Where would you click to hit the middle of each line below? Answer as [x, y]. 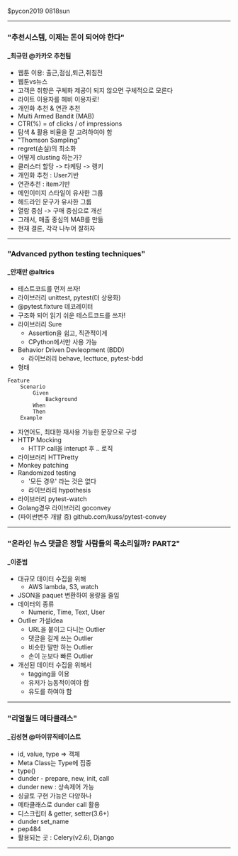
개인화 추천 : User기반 [48, 175]
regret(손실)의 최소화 [47, 148]
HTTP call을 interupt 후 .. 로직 [70, 449]
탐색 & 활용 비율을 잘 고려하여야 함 [65, 132]
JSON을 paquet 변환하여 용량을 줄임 [68, 596]
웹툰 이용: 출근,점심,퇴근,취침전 [60, 73]
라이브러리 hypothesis [59, 490]
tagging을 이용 [49, 674]
